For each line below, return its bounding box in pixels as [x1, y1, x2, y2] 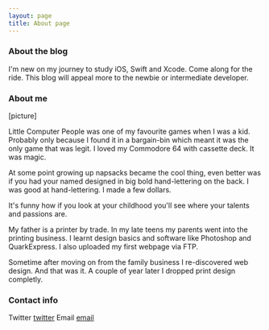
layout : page [8, 11, 52, 20]
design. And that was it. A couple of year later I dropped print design [8, 266, 236, 276]
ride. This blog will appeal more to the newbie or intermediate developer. [8, 72, 250, 82]
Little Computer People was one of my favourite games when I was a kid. [8, 126, 251, 137]
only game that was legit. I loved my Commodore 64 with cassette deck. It [8, 144, 255, 154]
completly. [8, 274, 43, 284]
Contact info [8, 295, 59, 306]
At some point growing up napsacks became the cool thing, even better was [8, 168, 262, 178]
